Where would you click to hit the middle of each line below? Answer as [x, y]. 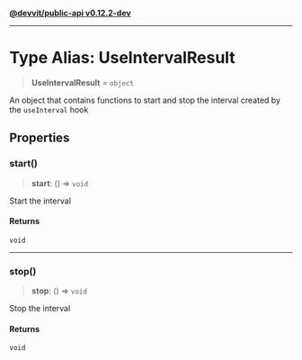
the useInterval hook [49, 109]
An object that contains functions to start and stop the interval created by [145, 100]
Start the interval [40, 201]
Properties [40, 138]
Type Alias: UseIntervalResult [122, 58]
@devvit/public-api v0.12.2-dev [71, 13]
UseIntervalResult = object [83, 82]
